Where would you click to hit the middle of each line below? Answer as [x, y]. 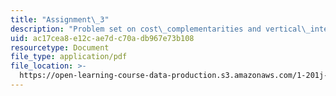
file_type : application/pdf [69, 57]
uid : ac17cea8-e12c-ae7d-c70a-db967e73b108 [102, 38]
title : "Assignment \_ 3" [60, 19]
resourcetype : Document [60, 47]
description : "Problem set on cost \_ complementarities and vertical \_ [160, 29]
